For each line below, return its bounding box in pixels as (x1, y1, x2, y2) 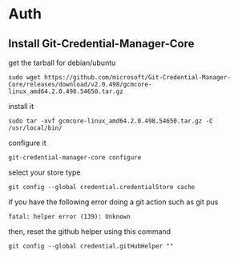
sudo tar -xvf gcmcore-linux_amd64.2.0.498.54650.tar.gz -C (8, 117, 214, 125)
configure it (8, 138, 46, 147)
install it (8, 102, 34, 111)
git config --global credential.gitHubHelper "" (8, 242, 174, 250)
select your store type (8, 167, 81, 177)
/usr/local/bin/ (8, 124, 63, 132)
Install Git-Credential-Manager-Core (8, 37, 195, 50)
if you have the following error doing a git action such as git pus (8, 197, 219, 207)
